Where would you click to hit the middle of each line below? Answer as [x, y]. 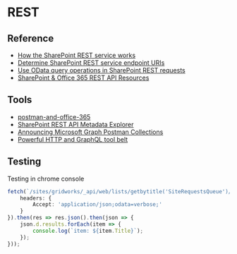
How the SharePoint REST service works [77, 55]
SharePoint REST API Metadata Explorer [75, 124]
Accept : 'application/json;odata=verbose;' [97, 205]
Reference [31, 38]
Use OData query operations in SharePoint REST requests [101, 70]
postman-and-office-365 [54, 116]
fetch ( [17, 191]
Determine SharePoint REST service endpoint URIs [91, 63]
